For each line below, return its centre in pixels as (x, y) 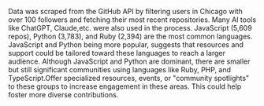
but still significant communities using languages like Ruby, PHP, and (119, 69)
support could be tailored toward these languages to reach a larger (117, 53)
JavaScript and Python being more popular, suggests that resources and (126, 45)
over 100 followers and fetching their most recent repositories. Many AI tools (132, 20)
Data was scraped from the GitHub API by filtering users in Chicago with (125, 11)
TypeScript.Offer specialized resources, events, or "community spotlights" (129, 78)
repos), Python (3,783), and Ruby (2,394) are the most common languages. (130, 36)
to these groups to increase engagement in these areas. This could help (125, 86)
